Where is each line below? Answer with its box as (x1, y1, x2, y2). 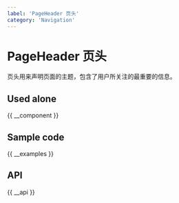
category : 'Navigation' (7, 17, 76, 23)
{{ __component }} (7, 111, 59, 119)
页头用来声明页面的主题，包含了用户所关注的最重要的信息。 (7, 72, 176, 81)
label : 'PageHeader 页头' (7, 10, 79, 17)
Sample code (7, 131, 65, 143)
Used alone (7, 93, 57, 104)
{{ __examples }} (7, 150, 54, 158)
